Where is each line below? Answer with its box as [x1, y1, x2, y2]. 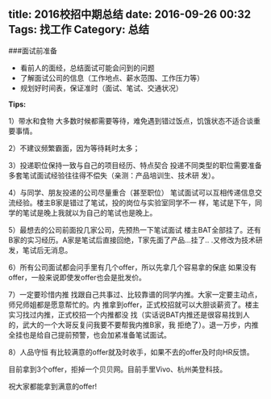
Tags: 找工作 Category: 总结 [8, 23, 150, 36]
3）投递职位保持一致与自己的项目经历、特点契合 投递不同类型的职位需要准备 [8, 160, 262, 170]
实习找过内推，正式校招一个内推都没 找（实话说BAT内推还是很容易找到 [8, 309, 244, 319]
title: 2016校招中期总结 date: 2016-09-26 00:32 [8, 7, 252, 22]
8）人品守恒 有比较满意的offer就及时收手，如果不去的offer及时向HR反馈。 [8, 346, 254, 357]
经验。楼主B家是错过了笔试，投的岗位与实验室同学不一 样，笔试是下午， [15, 197, 256, 208]
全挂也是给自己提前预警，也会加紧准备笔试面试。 [8, 330, 171, 339]
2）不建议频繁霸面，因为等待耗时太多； [8, 143, 140, 153]
